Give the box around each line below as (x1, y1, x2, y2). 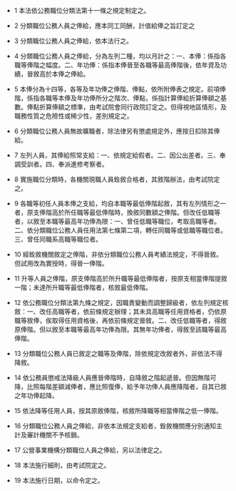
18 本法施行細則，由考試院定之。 (14, 461, 111, 470)
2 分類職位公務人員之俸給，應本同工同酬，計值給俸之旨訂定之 (14, 21, 195, 30)
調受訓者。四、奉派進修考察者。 (14, 160, 108, 168)
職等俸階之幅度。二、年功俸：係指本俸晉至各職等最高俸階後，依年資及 (14, 61, 221, 69)
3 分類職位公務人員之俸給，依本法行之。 (14, 36, 133, 45)
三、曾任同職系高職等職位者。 (14, 235, 102, 243)
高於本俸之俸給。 (39, 70, 90, 78)
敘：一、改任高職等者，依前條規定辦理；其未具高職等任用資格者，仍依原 (14, 307, 227, 316)
